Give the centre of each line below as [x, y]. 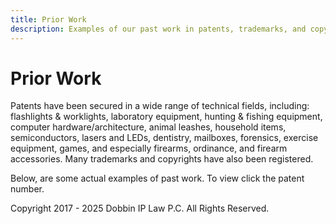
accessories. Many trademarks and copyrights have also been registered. [162, 159]
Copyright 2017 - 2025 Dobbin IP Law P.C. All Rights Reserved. [140, 208]
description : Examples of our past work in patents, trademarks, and [158, 29]
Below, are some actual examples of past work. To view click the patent [157, 178]
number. [27, 189]
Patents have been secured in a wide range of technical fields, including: [160, 106]
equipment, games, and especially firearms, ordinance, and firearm [149, 148]
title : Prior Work [48, 19]
